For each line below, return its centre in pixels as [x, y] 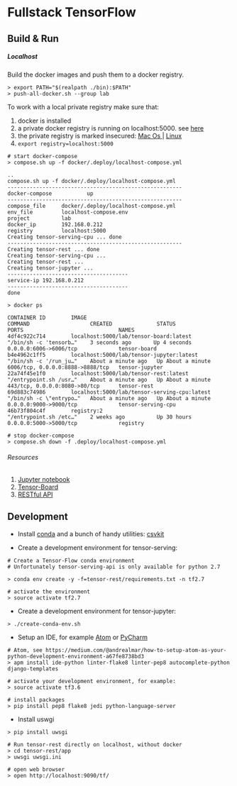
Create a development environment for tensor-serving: [98, 548]
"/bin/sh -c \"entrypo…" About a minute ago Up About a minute [109, 398]
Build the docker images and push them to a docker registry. [96, 74]
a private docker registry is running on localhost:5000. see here [111, 128]
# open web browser [36, 769]
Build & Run [33, 39]
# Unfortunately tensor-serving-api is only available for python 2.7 [114, 567]
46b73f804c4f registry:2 [55, 411]
